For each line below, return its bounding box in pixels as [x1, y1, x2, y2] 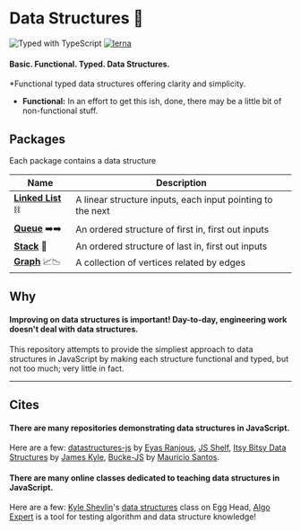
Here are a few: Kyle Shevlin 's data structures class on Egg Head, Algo [9, 502, 271, 513]
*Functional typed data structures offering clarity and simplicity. [9, 78, 246, 89]
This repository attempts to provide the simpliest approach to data [9, 343, 254, 354]
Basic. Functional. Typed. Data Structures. [9, 58, 170, 69]
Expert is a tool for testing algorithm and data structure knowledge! [9, 511, 257, 522]
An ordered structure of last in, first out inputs [75, 240, 268, 252]
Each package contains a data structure [9, 155, 157, 165]
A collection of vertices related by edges [75, 256, 246, 269]
